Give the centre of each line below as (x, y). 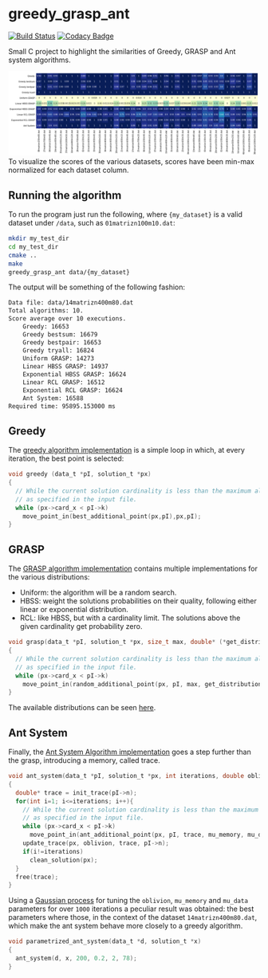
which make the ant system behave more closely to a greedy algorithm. (126, 926)
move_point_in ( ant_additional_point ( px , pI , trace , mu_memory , (137, 835)
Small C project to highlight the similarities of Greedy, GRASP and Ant (122, 51)
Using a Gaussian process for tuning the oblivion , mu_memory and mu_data (128, 901)
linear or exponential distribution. (74, 610)
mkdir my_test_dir (39, 239)
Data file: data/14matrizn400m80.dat (71, 303)
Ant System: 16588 (53, 399)
